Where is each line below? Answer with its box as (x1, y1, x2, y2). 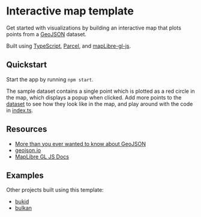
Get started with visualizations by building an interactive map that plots (6, 24, 182, 31)
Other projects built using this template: (6, 186, 104, 193)
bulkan (14, 204, 32, 212)
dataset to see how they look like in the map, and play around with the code (6, 100, 193, 107)
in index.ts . (6, 107, 34, 114)
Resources (6, 124, 47, 134)
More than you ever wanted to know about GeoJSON (14, 140, 146, 147)
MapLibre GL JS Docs (14, 153, 69, 160)
